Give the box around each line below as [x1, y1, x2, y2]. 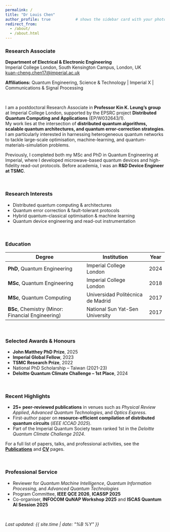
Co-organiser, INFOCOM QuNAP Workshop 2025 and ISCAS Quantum [12, 496, 162, 502]
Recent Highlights [5, 393, 51, 400]
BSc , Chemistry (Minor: [8, 305, 63, 312]
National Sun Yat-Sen [86, 305, 139, 312]
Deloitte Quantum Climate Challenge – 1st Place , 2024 [12, 370, 128, 376]
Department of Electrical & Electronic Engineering [5, 59, 112, 65]
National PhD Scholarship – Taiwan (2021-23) [12, 365, 107, 371]
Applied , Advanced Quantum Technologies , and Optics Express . [12, 410, 147, 416]
